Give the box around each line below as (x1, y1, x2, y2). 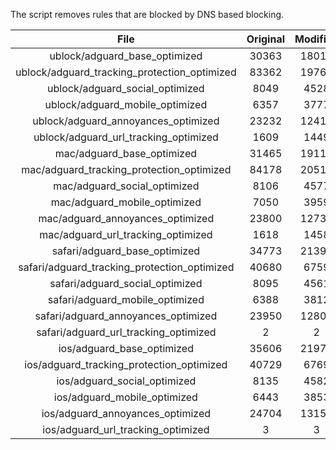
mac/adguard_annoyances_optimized (38, 212, 215, 225)
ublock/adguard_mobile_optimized (44, 98, 208, 111)
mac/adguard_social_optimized (53, 179, 200, 193)
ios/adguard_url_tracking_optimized (42, 423, 210, 436)
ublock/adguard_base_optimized (49, 49, 203, 63)
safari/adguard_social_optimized (49, 277, 203, 290)
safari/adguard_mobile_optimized (47, 293, 205, 306)
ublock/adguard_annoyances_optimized (32, 114, 220, 128)
